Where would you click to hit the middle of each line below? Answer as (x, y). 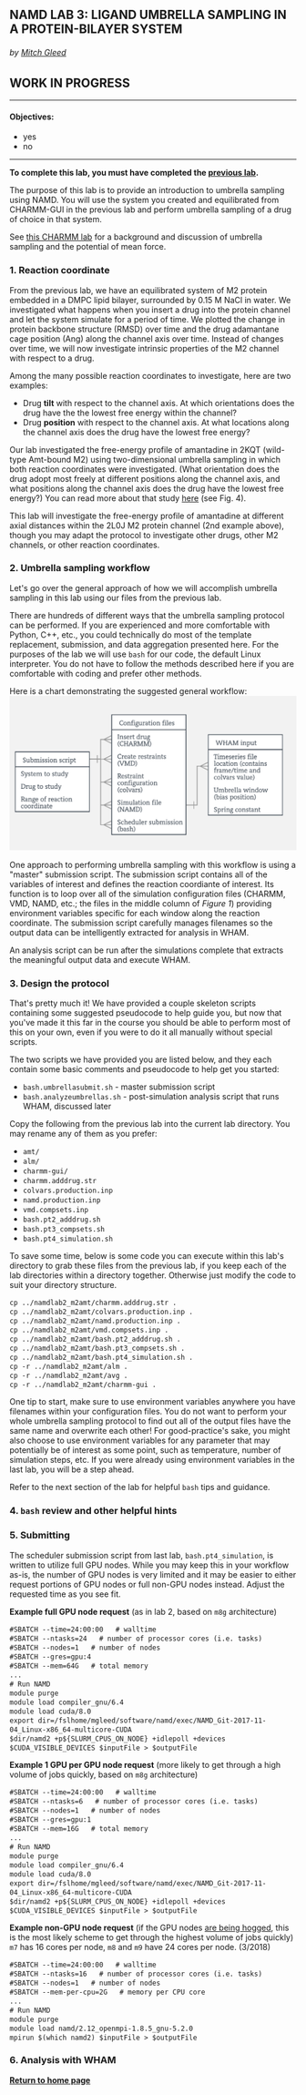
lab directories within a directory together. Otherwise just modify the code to (153, 1275)
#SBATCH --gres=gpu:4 (51, 1657)
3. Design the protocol (59, 983)
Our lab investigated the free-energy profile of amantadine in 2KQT (135, 449)
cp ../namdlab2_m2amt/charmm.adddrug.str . (93, 1303)
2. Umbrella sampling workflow (80, 568)
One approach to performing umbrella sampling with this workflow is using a (153, 865)
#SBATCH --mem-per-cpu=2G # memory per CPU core (107, 1992)
